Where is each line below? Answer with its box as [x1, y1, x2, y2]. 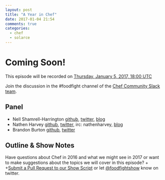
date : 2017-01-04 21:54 [5, 16, 55, 21]
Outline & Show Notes [5, 141, 74, 150]
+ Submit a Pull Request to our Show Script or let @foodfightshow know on [5, 165, 158, 171]
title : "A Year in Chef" [5, 12, 57, 17]
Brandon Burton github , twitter [12, 126, 75, 132]
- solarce [9, 35, 30, 40]
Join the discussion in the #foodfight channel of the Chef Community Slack [5, 83, 160, 89]
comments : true [5, 21, 37, 26]
